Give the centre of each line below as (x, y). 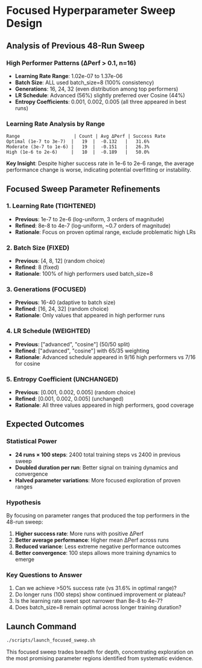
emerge (25, 559)
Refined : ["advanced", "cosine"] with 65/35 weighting (82, 351)
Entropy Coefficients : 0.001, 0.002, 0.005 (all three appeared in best (100, 102)
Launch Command (41, 626)
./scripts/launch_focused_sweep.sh (51, 640)
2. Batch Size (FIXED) (38, 247)
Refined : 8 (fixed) (37, 267)
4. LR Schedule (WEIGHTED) (49, 331)
